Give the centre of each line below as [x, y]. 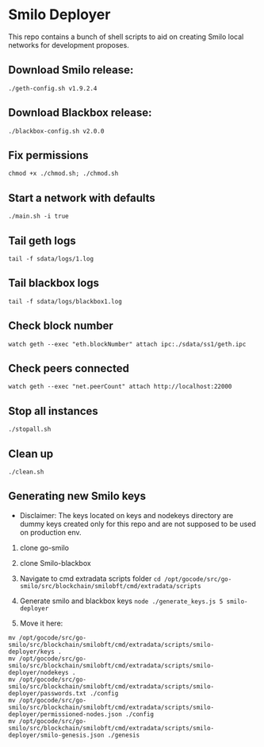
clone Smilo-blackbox [55, 563]
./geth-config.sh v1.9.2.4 [53, 88]
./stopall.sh [30, 430]
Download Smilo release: [71, 70]
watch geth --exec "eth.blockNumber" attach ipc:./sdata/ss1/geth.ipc [127, 344]
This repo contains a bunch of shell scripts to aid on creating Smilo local [126, 37]
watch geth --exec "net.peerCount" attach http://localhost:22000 [120, 387]
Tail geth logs [42, 240]
